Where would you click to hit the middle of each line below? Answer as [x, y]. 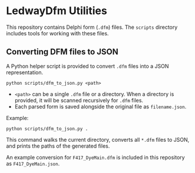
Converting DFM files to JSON [62, 52]
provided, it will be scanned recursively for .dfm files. [79, 100]
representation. [24, 72]
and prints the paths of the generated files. [58, 146]
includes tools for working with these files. [57, 33]
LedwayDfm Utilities [57, 11]
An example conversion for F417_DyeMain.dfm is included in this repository [95, 157]
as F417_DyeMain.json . [33, 164]
